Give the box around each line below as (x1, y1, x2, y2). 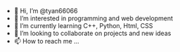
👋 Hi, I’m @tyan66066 (13, 7, 78, 15)
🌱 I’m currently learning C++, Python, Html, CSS (13, 22, 153, 30)
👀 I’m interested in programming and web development (13, 14, 174, 22)
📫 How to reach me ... (13, 37, 79, 45)
